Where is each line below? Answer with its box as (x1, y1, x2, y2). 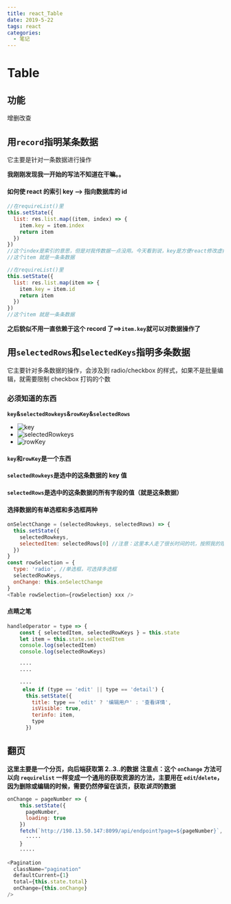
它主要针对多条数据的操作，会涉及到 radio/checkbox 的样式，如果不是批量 (7, 366, 218, 374)
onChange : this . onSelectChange (13, 579, 103, 585)
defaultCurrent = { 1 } (13, 872, 69, 879)
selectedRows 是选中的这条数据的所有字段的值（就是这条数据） (7, 488, 183, 496)
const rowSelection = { (7, 559, 76, 566)
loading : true (25, 815, 67, 822)
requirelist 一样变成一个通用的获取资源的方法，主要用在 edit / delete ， (20, 773, 223, 782)
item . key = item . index (19, 222, 85, 229)
